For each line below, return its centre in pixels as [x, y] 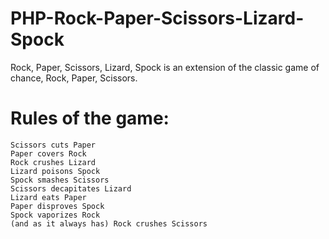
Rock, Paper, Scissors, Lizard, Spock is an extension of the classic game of [165, 67]
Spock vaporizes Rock [55, 215]
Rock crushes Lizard [53, 162]
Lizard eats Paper [48, 197]
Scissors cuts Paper [53, 145]
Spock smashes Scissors [60, 180]
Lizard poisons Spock [55, 171]
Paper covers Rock [48, 153]
